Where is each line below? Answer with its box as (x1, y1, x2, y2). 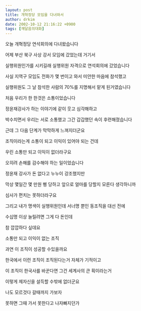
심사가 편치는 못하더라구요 (5, 192, 57, 198)
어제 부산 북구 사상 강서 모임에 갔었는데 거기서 (5, 52, 96, 58)
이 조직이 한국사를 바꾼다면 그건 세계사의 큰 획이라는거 (5, 268, 112, 274)
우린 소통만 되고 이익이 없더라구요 (5, 149, 72, 155)
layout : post (5, 7, 33, 13)
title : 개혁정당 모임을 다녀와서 (5, 12, 64, 17)
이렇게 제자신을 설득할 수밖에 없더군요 (5, 278, 80, 285)
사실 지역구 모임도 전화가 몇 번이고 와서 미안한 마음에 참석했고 (5, 73, 127, 79)
